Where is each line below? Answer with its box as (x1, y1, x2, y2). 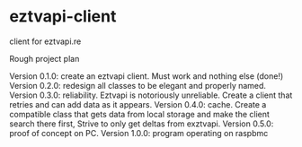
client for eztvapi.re (9, 36, 82, 47)
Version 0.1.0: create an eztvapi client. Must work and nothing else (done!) (9, 70, 284, 82)
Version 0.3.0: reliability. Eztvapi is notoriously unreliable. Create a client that (9, 90, 293, 100)
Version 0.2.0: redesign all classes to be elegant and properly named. (9, 80, 267, 91)
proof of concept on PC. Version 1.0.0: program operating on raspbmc (9, 127, 269, 138)
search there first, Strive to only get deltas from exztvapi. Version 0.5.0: (9, 118, 274, 129)
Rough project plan (9, 53, 80, 64)
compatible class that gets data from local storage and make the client (9, 108, 270, 119)
